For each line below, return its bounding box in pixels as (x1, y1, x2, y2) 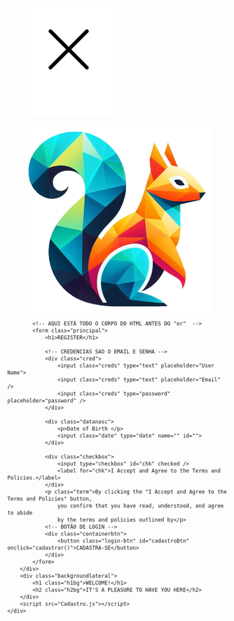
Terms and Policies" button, (7, 495, 92, 503)
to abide (7, 509, 33, 517)
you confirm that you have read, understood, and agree (57, 502, 224, 510)
